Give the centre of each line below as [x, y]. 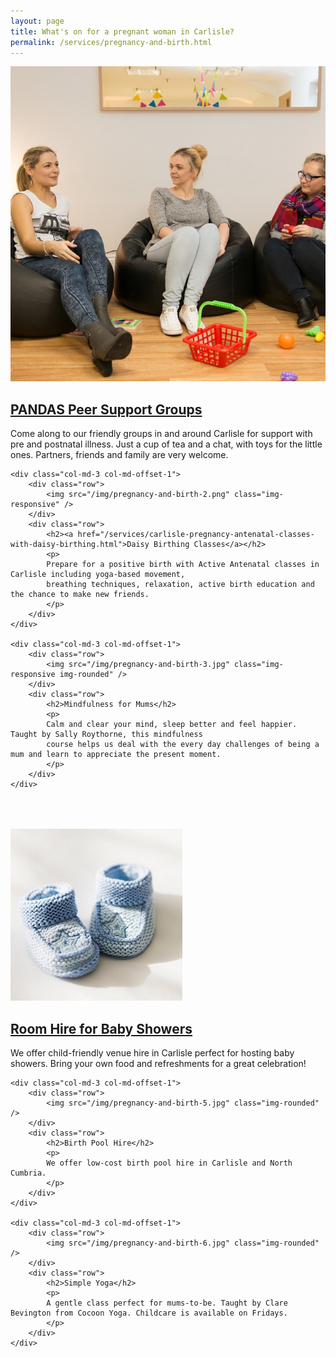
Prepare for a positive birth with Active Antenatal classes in [183, 565]
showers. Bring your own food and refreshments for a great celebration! [158, 1063]
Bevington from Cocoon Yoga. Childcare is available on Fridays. [149, 1313]
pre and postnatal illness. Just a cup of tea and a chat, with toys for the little [166, 444]
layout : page [37, 21]
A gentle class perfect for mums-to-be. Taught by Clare [167, 1303]
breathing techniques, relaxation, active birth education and [180, 585]
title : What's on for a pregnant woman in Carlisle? [122, 31]
